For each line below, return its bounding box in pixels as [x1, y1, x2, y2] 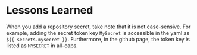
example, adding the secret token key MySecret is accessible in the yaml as [6, 29, 190, 36]
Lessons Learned [6, 4, 93, 17]
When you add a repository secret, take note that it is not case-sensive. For [6, 23, 191, 30]
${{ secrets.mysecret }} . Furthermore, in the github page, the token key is [6, 35, 190, 43]
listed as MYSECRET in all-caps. [6, 42, 79, 49]
